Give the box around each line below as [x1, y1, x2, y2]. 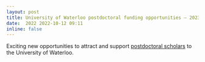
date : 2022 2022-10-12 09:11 [6, 20, 84, 26]
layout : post [6, 9, 40, 15]
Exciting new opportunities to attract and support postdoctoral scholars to [6, 43, 192, 50]
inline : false [6, 26, 43, 32]
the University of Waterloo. [6, 49, 74, 57]
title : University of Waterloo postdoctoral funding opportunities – [6, 15, 187, 21]
